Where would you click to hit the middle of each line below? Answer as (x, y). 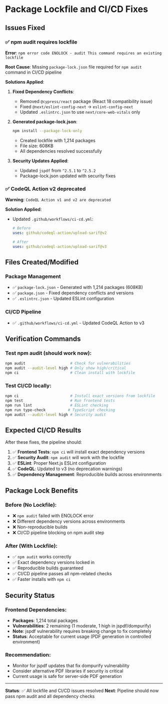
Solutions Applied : (25, 82)
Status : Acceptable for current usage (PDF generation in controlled (82, 636)
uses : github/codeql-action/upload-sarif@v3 (59, 246)
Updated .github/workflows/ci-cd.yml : (53, 219)
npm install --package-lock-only (47, 131)
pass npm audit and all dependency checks (50, 696)
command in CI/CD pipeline (33, 72)
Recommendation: (28, 654)
